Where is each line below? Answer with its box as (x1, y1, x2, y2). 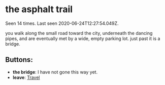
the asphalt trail (5, 4, 73, 15)
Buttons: (5, 56, 33, 64)
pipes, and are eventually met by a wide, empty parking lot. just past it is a (5, 35, 160, 41)
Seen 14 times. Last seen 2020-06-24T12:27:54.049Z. (5, 20, 119, 26)
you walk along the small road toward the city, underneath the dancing (5, 30, 153, 36)
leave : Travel (12, 74, 40, 80)
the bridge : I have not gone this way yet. (12, 69, 98, 75)
